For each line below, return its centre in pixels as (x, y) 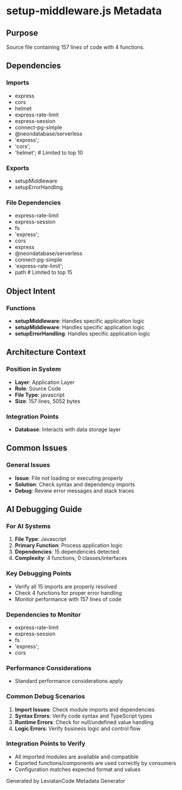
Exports (18, 168)
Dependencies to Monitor (44, 615)
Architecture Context (46, 352)
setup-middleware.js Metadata (84, 11)
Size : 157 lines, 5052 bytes (47, 401)
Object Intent (31, 291)
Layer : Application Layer (45, 382)
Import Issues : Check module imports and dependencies (85, 709)
